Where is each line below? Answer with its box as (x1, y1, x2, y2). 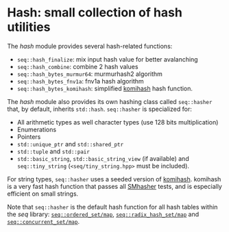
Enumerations (16, 125, 57, 133)
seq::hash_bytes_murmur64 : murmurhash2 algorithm (16, 70, 163, 78)
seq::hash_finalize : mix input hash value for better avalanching (16, 55, 198, 63)
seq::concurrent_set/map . (7, 217, 80, 225)
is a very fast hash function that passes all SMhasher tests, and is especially (7, 182, 223, 190)
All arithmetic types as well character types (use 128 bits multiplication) (16, 118, 219, 126)
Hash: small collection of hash (7, 5, 183, 21)
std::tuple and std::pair (16, 147, 91, 155)
